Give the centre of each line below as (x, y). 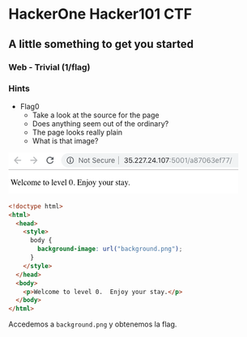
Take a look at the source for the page (96, 115)
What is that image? (65, 141)
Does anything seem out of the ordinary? (100, 123)
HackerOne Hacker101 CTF (100, 14)
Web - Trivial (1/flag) (49, 67)
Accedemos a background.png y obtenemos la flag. (93, 324)
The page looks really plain (77, 132)
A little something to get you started (101, 44)
